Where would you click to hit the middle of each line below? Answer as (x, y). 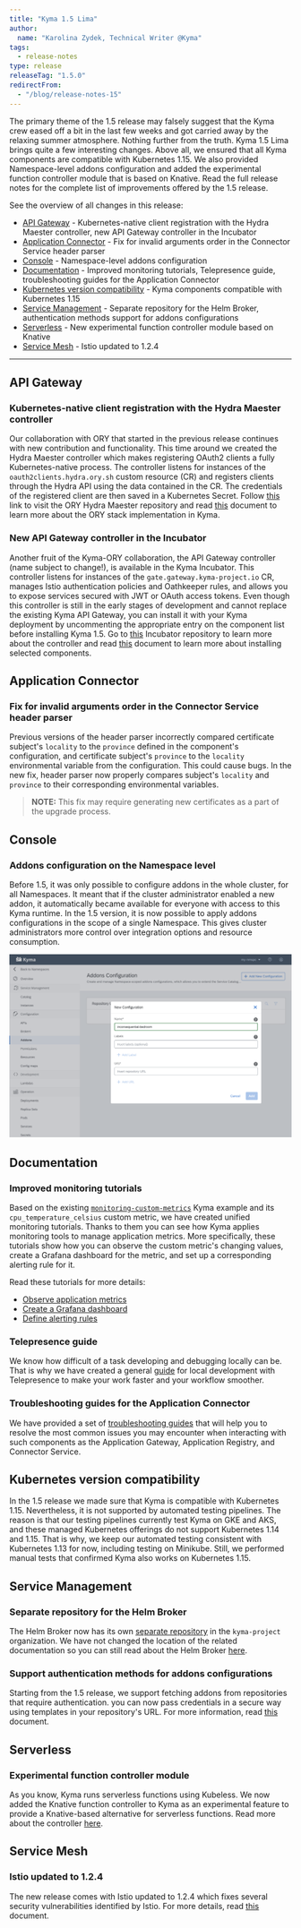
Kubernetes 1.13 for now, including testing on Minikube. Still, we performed (147, 1548)
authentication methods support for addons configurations (130, 317)
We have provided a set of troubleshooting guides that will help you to (138, 1423)
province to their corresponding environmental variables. (114, 784)
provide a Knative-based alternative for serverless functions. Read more (142, 1814)
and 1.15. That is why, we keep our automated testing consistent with (136, 1539)
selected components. (51, 653)
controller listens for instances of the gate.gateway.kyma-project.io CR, (142, 577)
